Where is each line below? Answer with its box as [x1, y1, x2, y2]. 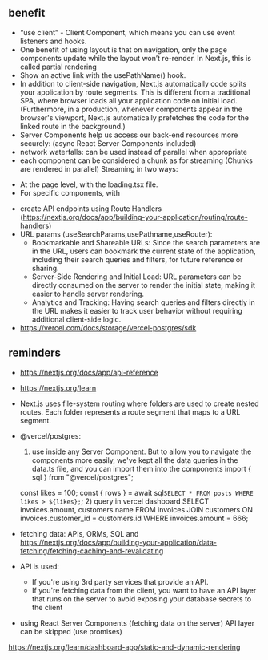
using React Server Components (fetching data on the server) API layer [19, 617, 254, 628]
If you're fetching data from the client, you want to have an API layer [31, 585, 257, 595]
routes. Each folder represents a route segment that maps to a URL [19, 407, 241, 416]
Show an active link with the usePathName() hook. [19, 70, 186, 79]
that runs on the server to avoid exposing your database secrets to [31, 593, 252, 604]
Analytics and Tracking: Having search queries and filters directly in [31, 297, 256, 307]
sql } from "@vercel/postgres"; [31, 472, 134, 482]
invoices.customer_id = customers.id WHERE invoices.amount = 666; [19, 513, 249, 523]
